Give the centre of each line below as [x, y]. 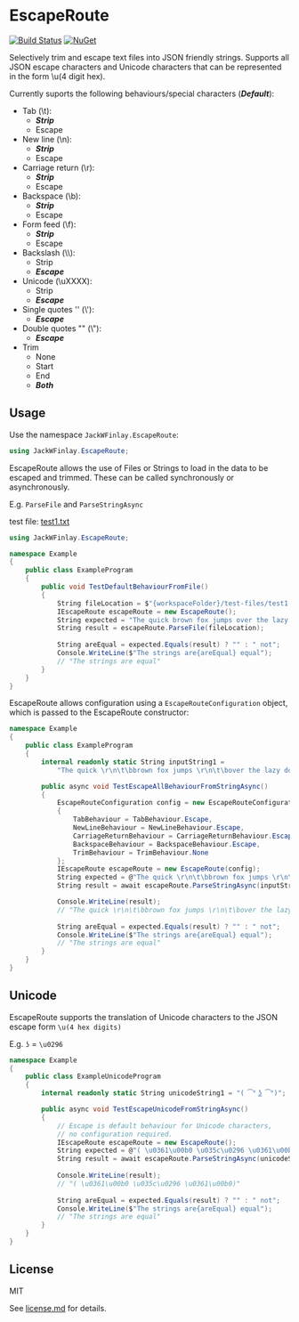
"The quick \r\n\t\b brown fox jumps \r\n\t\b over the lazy [168, 770]
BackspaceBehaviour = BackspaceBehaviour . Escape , [166, 844]
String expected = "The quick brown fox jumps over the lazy [173, 620]
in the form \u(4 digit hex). [57, 76]
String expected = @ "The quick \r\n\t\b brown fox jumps [162, 878]
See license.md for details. [58, 1308]
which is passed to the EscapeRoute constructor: [99, 712]
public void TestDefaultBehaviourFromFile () [125, 587]
